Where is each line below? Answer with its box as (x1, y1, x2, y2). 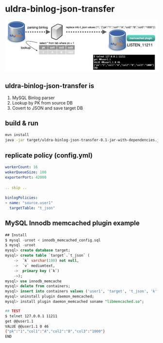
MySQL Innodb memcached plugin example (5, 219, 140, 227)
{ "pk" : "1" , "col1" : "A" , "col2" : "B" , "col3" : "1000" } (5, 329, 105, 334)
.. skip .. (5, 185, 27, 190)
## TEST (5, 309, 21, 313)
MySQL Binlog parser (12, 95, 55, 101)
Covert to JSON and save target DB (12, 105, 83, 111)
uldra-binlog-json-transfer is (5, 82, 95, 90)
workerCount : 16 (5, 165, 38, 170)
